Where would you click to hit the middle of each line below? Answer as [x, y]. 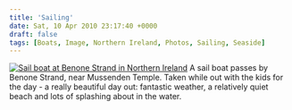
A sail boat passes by [229, 68]
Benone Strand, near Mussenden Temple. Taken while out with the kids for [146, 78]
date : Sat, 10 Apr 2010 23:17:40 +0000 [83, 26]
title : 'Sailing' [42, 17]
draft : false [33, 34]
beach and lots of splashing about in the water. [96, 97]
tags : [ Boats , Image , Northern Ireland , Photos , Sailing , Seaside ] [138, 42]
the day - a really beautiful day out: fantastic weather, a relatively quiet [139, 87]
